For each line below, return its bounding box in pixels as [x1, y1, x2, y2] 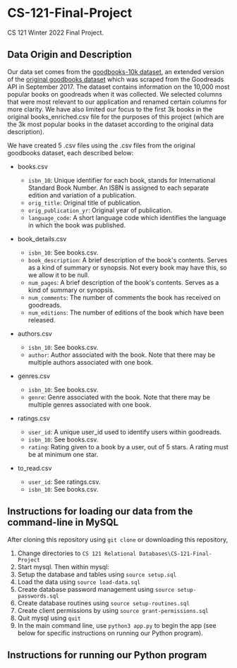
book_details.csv [17, 234, 67, 243]
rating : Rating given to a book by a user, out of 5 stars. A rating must [28, 442, 229, 451]
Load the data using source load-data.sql [17, 577, 141, 586]
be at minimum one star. [28, 450, 99, 459]
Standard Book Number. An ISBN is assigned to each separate [28, 183, 209, 192]
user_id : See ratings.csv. [28, 478, 101, 486]
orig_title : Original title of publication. [28, 198, 142, 207]
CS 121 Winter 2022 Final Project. [7, 28, 104, 37]
